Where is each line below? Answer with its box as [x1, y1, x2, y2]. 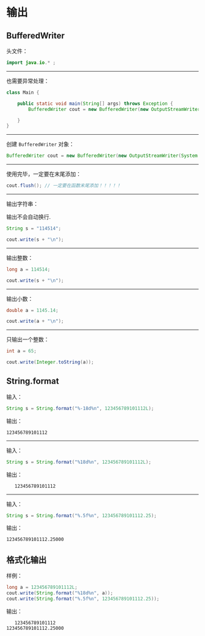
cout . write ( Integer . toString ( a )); [6, 359, 95, 365]
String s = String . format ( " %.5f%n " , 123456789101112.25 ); [6, 512, 157, 518]
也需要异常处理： [6, 77, 49, 85]
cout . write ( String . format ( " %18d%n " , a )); [6, 590, 113, 596]
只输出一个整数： [6, 336, 49, 343]
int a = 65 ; [6, 348, 37, 354]
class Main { [6, 89, 40, 96]
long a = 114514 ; [6, 266, 51, 273]
